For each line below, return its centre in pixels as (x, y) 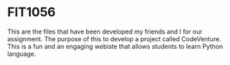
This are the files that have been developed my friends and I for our (105, 31)
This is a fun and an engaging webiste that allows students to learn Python (115, 46)
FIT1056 (32, 12)
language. (22, 54)
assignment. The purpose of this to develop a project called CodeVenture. (114, 38)
